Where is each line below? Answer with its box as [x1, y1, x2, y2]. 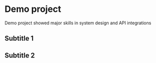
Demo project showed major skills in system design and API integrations [4, 20, 152, 26]
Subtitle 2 [4, 51, 35, 60]
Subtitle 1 [4, 34, 34, 43]
